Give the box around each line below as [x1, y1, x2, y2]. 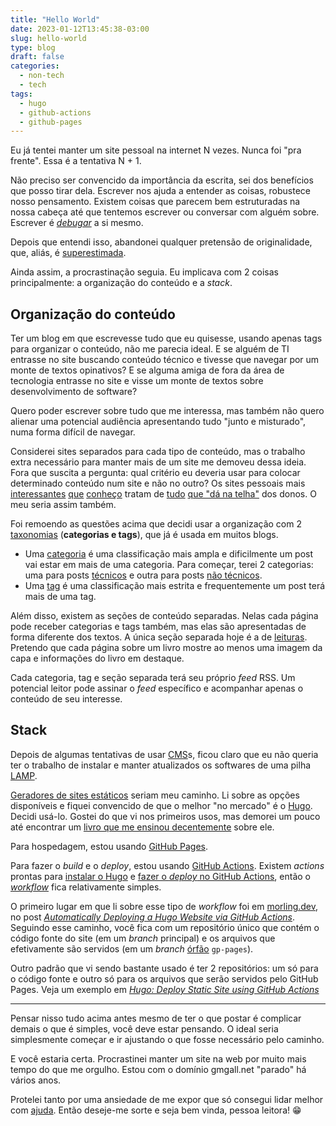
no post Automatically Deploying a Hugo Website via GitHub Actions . [10, 911, 296, 923]
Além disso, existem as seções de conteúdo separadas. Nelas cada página [10, 610, 319, 622]
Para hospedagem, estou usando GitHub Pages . [10, 840, 209, 852]
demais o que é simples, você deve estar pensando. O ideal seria [10, 1022, 279, 1035]
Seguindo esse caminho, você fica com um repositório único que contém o [10, 921, 320, 933]
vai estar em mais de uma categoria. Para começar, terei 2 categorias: [24, 559, 314, 571]
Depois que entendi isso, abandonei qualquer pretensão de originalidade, [10, 236, 313, 248]
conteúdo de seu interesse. [10, 693, 123, 705]
